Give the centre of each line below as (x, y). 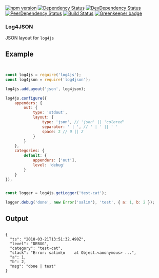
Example (19, 54)
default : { (35, 156)
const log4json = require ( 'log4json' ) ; (48, 80)
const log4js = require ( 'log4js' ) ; (43, 75)
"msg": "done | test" (33, 266)
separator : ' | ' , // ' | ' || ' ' (80, 127)
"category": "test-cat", (36, 248)
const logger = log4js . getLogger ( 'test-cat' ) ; (56, 193)
